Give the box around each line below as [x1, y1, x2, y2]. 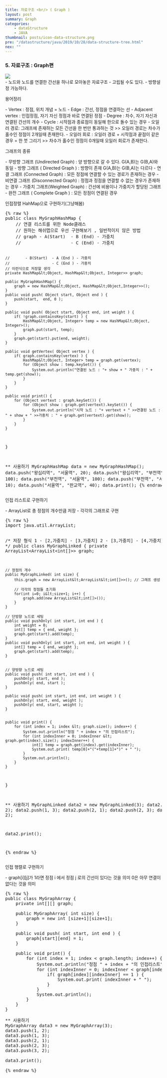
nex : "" [5, 44, 21, 49]
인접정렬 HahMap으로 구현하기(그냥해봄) [5, 200, 84, 206]
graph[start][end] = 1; [26, 935, 84, 941]
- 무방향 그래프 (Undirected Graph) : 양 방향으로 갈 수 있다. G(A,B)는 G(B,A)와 [5, 158, 158, 164]
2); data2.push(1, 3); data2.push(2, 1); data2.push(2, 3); [5, 807, 155, 813]
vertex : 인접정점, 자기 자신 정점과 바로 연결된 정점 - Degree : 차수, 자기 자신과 [5, 113, 158, 119]
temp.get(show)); [5, 372, 41, 377]
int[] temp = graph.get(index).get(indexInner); [31, 742, 135, 748]
